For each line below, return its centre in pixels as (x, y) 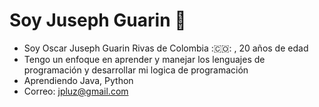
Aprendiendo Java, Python (78, 80)
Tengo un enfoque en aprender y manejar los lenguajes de (144, 59)
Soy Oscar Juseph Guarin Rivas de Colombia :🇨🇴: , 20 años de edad (166, 48)
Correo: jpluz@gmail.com (76, 91)
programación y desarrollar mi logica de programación (136, 70)
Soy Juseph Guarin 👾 (98, 20)
